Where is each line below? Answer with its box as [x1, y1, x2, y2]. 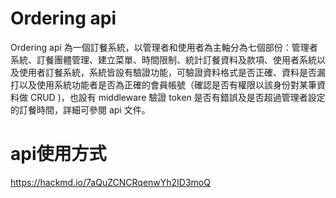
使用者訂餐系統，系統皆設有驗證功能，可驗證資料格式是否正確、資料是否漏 [18, 66, 326, 78]
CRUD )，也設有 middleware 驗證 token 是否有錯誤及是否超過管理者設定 [29, 91, 326, 103]
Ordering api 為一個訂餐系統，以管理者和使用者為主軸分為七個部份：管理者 [10, 41, 318, 53]
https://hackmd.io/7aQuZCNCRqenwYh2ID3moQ [10, 176, 211, 188]
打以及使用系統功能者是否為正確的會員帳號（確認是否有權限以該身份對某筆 [10, 78, 317, 91]
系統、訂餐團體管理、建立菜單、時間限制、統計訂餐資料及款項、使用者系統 [10, 53, 317, 66]
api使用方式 [10, 143, 107, 166]
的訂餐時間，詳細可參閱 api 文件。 [10, 103, 151, 116]
